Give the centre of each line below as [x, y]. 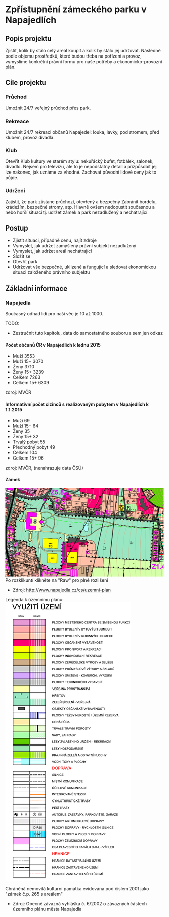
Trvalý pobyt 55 [29, 442]
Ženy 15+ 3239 [28, 372]
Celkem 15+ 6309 [31, 383]
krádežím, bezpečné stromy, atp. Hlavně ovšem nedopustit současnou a [80, 207]
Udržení [15, 191]
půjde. [12, 178]
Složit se [21, 256]
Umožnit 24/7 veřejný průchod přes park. [48, 108]
